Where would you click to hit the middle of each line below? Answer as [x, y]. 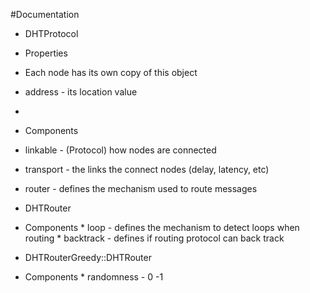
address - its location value [81, 92]
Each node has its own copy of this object [111, 72]
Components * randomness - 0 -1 [94, 277]
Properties [46, 53]
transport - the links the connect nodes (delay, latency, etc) [147, 169]
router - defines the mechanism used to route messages [141, 188]
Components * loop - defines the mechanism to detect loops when [162, 227]
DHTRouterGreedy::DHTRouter [88, 257]
